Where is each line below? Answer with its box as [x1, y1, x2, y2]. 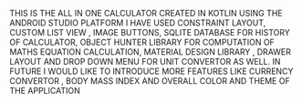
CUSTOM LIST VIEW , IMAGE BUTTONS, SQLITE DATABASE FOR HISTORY [9, 27, 290, 37]
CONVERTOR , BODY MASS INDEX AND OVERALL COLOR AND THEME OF [9, 76, 290, 86]
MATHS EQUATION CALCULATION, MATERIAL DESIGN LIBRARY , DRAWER [9, 46, 292, 57]
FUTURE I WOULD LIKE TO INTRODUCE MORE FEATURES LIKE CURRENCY [9, 66, 294, 77]
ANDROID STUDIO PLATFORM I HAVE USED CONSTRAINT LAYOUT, [9, 17, 266, 28]
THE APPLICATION [9, 86, 80, 96]
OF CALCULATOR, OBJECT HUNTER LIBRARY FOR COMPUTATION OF [9, 36, 276, 47]
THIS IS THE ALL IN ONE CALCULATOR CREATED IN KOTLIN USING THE [9, 8, 283, 18]
